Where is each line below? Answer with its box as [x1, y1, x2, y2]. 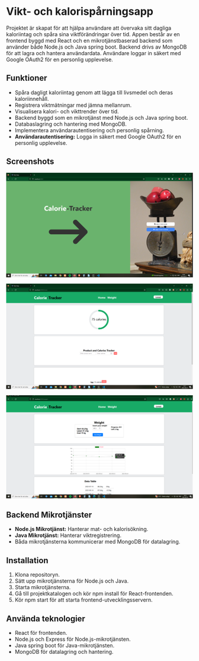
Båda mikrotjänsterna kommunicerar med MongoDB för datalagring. [14, 538, 181, 545]
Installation [6, 555, 49, 565]
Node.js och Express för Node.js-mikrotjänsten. [14, 635, 131, 643]
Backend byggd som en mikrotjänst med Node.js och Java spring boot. [14, 114, 188, 121]
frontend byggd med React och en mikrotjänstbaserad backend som [6, 37, 173, 44]
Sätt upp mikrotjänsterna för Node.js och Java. [14, 577, 129, 584]
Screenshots [6, 157, 54, 167]
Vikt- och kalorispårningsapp [6, 5, 154, 18]
